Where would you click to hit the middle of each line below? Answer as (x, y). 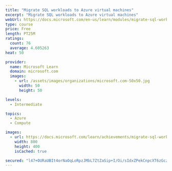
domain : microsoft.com (34, 71)
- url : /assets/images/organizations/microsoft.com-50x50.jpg (82, 81)
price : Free (18, 29)
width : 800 (26, 142)
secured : (15, 161)
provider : (16, 62)
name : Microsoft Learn (34, 67)
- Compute (20, 123)
